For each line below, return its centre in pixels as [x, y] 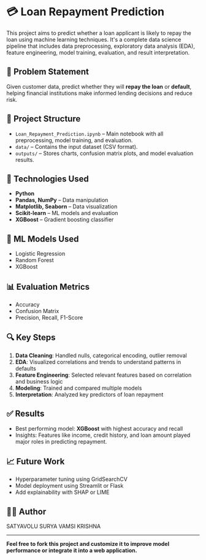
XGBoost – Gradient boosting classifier [64, 220]
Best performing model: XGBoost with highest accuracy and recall [99, 428]
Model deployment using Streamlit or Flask [69, 486]
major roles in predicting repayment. [61, 441]
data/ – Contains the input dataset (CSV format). [76, 146]
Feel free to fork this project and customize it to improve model [88, 544]
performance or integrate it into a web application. [72, 551]
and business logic [39, 381]
